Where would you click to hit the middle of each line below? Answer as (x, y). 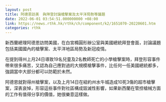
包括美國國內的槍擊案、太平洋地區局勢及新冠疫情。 (57, 49)
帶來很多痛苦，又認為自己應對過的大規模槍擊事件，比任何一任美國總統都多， (83, 66)
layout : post (19, 10)
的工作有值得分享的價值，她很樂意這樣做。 (48, 95)
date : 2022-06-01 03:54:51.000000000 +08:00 (52, 19)
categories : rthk (23, 28)
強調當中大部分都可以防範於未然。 (40, 71)
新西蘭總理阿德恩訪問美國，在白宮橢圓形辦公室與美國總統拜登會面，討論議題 (83, 43)
